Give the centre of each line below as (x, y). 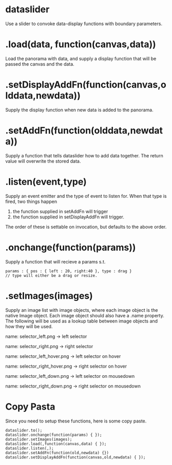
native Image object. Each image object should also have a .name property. (85, 315)
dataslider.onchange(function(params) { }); (54, 435)
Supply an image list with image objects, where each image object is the (82, 310)
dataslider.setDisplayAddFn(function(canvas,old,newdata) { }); (75, 457)
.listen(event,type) (46, 182)
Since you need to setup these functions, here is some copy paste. (76, 421)
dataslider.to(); (24, 430)
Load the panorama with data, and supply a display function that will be (81, 58)
